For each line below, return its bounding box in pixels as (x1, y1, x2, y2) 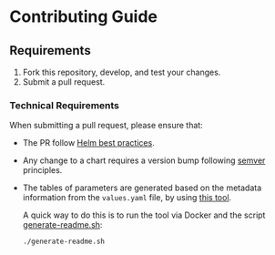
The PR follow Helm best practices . (22, 138, 155, 148)
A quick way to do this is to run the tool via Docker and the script (22, 209, 266, 220)
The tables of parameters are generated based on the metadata (22, 182, 262, 193)
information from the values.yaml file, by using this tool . (22, 192, 232, 203)
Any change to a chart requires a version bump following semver (22, 155, 266, 166)
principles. (22, 165, 63, 176)
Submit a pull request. (22, 76, 106, 87)
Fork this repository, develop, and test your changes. (22, 66, 221, 77)
